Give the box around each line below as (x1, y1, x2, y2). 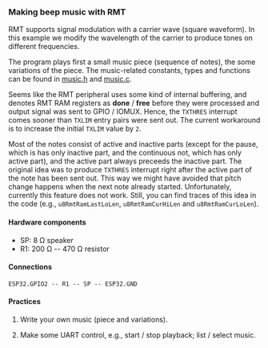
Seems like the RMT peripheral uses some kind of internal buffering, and (8, 90, 247, 99)
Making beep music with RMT (8, 6, 126, 18)
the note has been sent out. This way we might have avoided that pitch (8, 173, 242, 183)
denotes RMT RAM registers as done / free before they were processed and (8, 99, 260, 108)
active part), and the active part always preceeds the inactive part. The (8, 156, 242, 166)
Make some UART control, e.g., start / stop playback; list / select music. (19, 330, 256, 339)
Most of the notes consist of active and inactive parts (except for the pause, (8, 140, 258, 149)
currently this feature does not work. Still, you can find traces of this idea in (8, 191, 257, 200)
